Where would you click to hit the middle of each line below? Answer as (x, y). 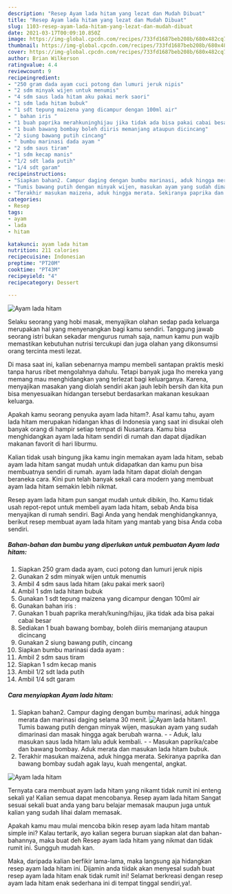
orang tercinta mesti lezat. (45, 351)
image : (17, 39)
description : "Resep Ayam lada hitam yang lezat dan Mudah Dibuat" (107, 13)
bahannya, (23, 841)
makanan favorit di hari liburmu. (53, 444)
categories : (25, 200)
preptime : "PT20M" (34, 264)
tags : (15, 212)
